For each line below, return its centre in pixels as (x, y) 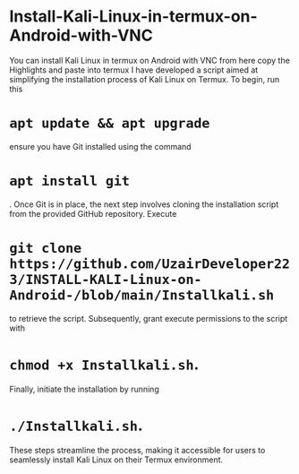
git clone (46, 248)
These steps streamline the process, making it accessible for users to (137, 450)
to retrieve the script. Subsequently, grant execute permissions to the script (149, 318)
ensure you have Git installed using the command (100, 146)
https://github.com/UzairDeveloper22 (150, 264)
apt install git (69, 181)
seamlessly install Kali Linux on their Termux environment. (116, 460)
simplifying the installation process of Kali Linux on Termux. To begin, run (145, 79)
